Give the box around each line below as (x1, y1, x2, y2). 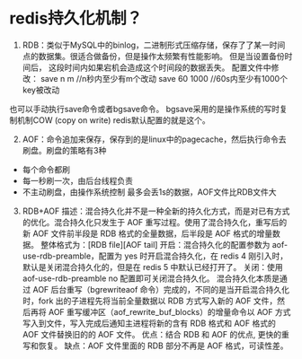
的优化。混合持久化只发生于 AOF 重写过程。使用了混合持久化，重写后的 (22, 216, 288, 227)
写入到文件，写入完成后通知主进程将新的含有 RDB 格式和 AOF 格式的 (22, 318, 276, 328)
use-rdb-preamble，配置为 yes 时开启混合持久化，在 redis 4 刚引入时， (22, 250, 289, 261)
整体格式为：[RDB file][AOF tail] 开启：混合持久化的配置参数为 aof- (40, 239, 289, 250)
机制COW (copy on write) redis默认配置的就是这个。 (16, 114, 211, 126)
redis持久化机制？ (9, 8, 143, 29)
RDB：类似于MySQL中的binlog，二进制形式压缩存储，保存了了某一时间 (22, 39, 286, 50)
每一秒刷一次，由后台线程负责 (22, 175, 133, 186)
